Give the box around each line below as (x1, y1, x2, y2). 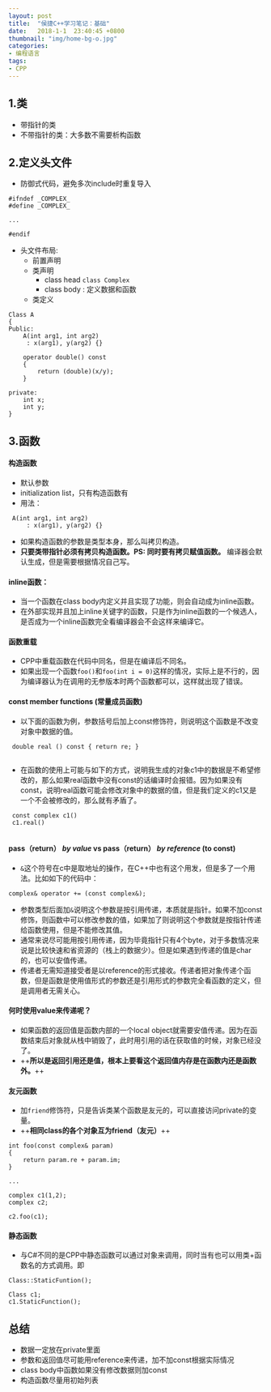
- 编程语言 (8, 49, 40, 58)
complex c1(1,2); (8, 1192, 67, 1200)
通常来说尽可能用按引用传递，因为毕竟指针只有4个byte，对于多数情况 (19, 935, 252, 945)
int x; (23, 396, 45, 404)
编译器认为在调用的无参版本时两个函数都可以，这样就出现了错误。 (27, 677, 248, 686)
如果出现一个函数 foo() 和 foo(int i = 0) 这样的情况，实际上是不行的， (19, 666, 252, 677)
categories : (8, 42, 49, 50)
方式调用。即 (41, 1261, 85, 1270)
